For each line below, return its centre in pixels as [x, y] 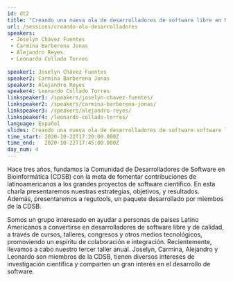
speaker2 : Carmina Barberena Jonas [59, 78]
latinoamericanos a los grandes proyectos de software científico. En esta [111, 184]
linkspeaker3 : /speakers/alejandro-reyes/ [69, 111]
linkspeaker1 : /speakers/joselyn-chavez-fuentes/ [80, 98]
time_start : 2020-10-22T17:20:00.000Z [63, 136]
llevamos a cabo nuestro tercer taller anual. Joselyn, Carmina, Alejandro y [113, 249]
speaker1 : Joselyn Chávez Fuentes [57, 72]
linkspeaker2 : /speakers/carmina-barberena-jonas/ [82, 104]
